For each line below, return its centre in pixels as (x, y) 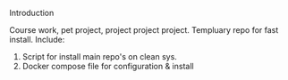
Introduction (32, 13)
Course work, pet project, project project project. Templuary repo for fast (144, 30)
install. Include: (37, 40)
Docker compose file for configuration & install (108, 66)
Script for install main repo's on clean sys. (99, 56)
